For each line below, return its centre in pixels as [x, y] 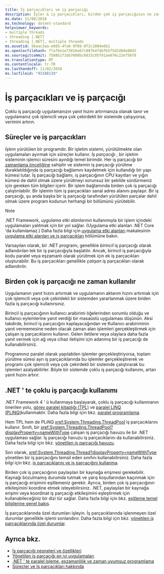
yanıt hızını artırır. [22, 375]
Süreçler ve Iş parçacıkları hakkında [48, 567]
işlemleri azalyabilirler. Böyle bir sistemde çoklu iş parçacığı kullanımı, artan [81, 370]
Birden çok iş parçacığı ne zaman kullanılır [71, 282]
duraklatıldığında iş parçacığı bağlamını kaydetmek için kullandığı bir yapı [78, 170]
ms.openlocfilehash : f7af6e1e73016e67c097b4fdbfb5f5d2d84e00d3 [71, 51]
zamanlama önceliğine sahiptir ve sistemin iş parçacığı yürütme [69, 164]
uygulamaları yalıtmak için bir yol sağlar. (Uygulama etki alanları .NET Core [80, 225]
